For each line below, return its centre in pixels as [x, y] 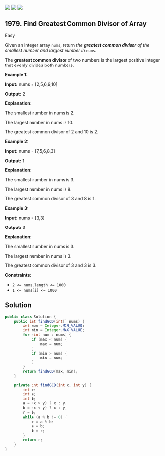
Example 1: [16, 74]
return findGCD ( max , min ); [50, 372]
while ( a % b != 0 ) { [45, 417]
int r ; [30, 390]
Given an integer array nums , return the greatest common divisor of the [77, 45]
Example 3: [17, 208]
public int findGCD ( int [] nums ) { [49, 321]
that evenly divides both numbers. [40, 65]
